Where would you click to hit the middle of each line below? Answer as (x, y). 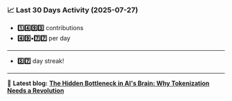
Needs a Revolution (36, 91)
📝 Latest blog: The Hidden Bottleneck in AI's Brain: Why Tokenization (108, 83)
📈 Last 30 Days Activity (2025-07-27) (72, 10)
